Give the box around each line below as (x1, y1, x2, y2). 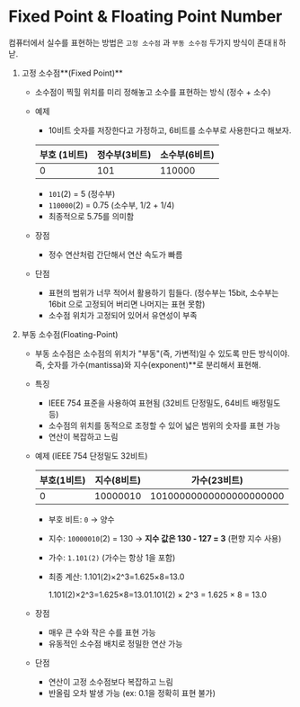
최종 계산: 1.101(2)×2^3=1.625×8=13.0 (48, 571, 185, 582)
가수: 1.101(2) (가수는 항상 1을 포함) (48, 551, 176, 563)
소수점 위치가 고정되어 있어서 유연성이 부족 (48, 309, 198, 320)
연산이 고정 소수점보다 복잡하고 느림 (48, 676, 174, 687)
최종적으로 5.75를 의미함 (48, 210, 135, 221)
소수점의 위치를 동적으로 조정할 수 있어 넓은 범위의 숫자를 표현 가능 (48, 420, 281, 431)
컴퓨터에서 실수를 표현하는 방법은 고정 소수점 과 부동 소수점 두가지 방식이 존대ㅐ (8, 37, 279, 48)
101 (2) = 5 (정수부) (48, 188, 116, 199)
